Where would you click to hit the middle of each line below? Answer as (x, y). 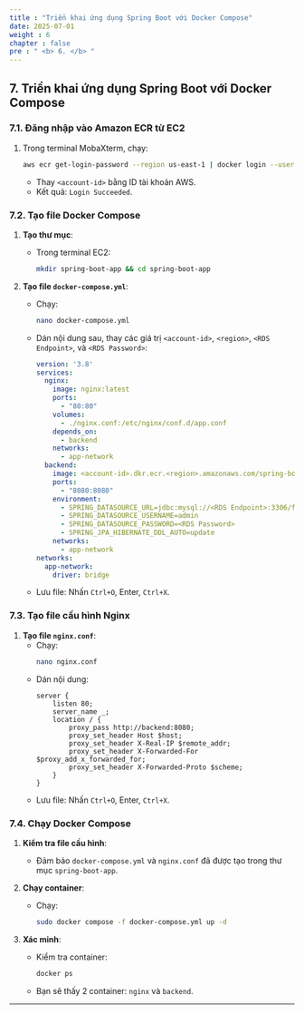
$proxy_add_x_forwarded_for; (91, 759)
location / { (77, 719)
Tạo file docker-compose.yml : (75, 286)
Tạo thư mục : (48, 234)
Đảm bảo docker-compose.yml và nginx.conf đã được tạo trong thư (159, 860)
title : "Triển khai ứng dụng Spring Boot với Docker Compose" (131, 18)
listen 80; (73, 704)
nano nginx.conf (66, 662)
